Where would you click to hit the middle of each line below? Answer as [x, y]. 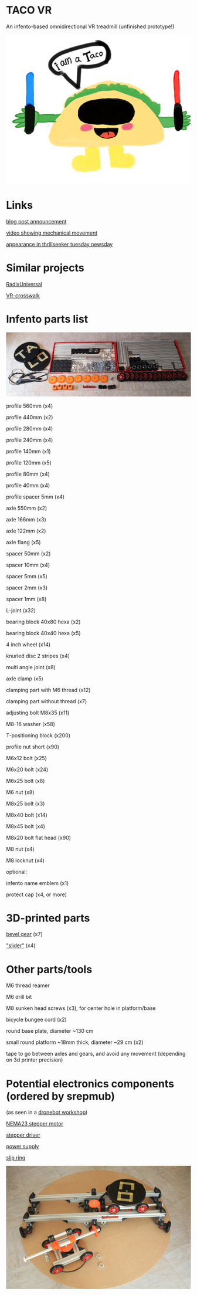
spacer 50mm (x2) [28, 553]
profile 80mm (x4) [28, 474]
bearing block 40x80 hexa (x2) [43, 622]
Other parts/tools [49, 969]
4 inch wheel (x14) [28, 644]
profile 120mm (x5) [29, 462]
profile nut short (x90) [33, 747]
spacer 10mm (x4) [28, 565]
